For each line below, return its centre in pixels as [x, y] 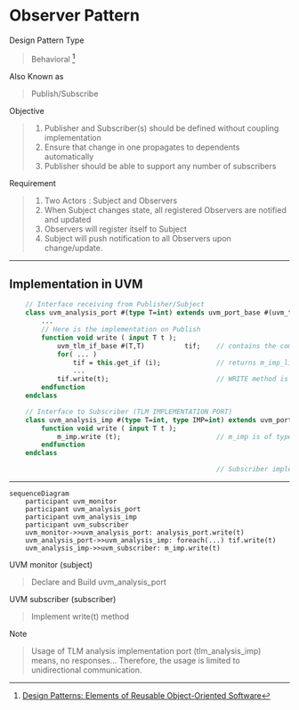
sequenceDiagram [39, 494]
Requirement [32, 183]
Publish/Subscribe [65, 94]
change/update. [73, 248]
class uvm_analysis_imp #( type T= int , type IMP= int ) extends [141, 420]
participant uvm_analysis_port [83, 510]
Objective [27, 110]
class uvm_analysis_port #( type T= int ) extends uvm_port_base [143, 313]
